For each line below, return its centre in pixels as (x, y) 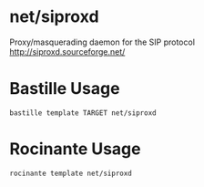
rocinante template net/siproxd (71, 173)
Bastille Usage (65, 89)
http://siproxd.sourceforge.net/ (67, 51)
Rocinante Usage (75, 149)
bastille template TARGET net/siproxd (83, 113)
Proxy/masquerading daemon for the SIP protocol (102, 42)
